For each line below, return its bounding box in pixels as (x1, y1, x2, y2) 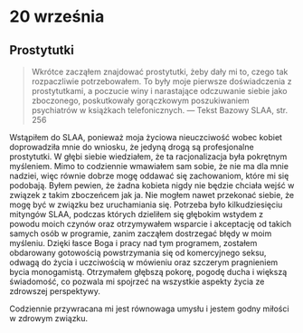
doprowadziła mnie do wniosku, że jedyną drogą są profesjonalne (9, 142, 255, 152)
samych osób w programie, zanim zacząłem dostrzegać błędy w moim (9, 228, 272, 239)
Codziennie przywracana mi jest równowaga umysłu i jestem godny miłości (9, 303, 289, 314)
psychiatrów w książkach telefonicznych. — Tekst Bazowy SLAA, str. (31, 105, 289, 115)
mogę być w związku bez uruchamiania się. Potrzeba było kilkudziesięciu (9, 199, 283, 210)
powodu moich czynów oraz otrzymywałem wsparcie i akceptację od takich (9, 219, 292, 229)
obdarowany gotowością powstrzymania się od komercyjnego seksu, (9, 247, 267, 258)
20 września (9, 6, 105, 27)
